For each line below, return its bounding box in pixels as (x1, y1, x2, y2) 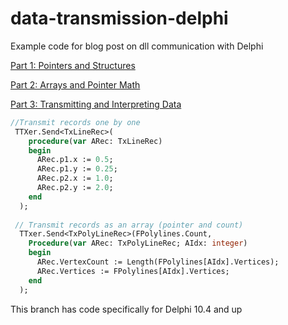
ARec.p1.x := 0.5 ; (36, 155, 114, 165)
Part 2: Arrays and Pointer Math (10, 78, 141, 91)
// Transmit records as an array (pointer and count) (14, 220, 244, 230)
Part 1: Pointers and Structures (10, 59, 136, 71)
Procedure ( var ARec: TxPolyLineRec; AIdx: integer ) (28, 238, 248, 249)
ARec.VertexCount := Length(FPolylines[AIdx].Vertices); (36, 257, 280, 267)
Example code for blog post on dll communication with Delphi (10, 40, 264, 52)
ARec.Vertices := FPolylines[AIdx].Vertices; (36, 266, 230, 276)
